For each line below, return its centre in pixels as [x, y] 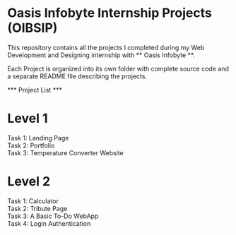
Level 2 [29, 182]
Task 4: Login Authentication [49, 223]
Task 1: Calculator [33, 201]
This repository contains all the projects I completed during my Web [106, 47]
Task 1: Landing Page [38, 138]
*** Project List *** [35, 90]
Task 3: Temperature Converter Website [65, 152]
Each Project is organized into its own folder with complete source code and [118, 68]
